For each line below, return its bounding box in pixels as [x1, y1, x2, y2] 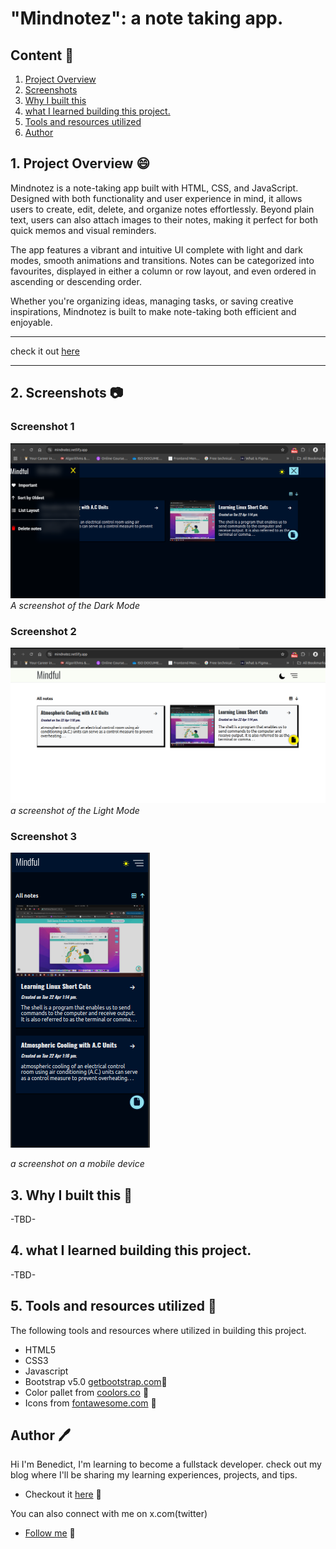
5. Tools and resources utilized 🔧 [10, 1298, 217, 1315]
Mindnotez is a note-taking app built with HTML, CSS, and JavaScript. [10, 182, 299, 194]
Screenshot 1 [10, 420, 75, 434]
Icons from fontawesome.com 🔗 [24, 1397, 157, 1409]
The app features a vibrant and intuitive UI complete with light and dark [10, 243, 303, 256]
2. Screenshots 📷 [10, 385, 124, 402]
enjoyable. [10, 316, 53, 328]
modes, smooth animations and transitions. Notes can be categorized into [10, 254, 315, 266]
